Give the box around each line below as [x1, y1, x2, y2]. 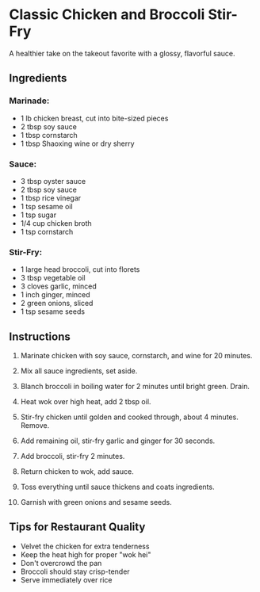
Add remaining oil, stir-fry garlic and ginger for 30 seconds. [20, 436, 216, 445]
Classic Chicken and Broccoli [9, 6, 205, 24]
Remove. [20, 421, 50, 430]
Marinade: [9, 95, 50, 106]
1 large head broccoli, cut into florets [20, 265, 140, 274]
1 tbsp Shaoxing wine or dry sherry [20, 139, 135, 148]
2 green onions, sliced [20, 299, 94, 308]
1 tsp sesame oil [20, 201, 74, 211]
